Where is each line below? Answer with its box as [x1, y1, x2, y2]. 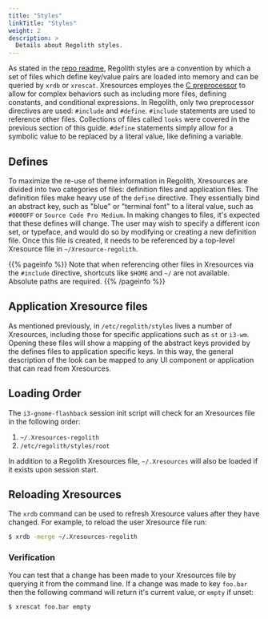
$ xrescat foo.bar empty [8, 602, 91, 611]
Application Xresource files [8, 299, 148, 313]
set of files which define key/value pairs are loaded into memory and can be [8, 72, 258, 82]
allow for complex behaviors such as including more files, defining [8, 89, 226, 98]
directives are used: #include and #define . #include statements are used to [8, 106, 256, 116]
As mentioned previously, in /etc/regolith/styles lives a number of [8, 321, 233, 331]
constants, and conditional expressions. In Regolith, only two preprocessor [8, 98, 254, 107]
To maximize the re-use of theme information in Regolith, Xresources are [8, 175, 248, 185]
